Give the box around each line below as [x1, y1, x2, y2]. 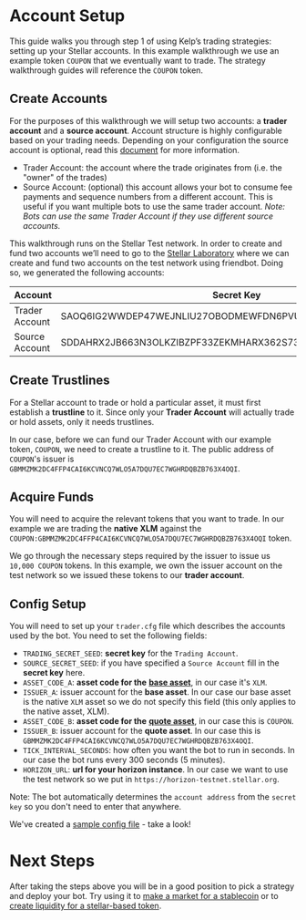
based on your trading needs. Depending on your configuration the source [9, 134, 289, 146]
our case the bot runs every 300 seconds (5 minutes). [22, 754, 226, 766]
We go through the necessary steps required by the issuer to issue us [9, 551, 270, 562]
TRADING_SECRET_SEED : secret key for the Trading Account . [22, 648, 239, 659]
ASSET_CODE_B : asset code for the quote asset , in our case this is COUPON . [22, 716, 294, 727]
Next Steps [9, 851, 96, 872]
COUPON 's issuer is [9, 453, 75, 464]
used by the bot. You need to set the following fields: [9, 630, 208, 641]
